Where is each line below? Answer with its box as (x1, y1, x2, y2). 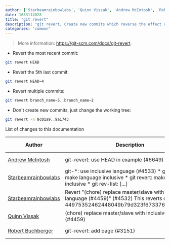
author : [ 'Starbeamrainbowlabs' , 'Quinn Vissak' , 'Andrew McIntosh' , (5, 7, 155, 13)
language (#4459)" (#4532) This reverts (65, 195, 163, 202)
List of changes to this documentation (5, 126, 84, 132)
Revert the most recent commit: (12, 50, 78, 56)
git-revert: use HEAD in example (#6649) (65, 156, 164, 163)
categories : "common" (5, 26, 51, 31)
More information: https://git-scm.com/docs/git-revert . (17, 40, 132, 46)
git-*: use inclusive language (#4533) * (65, 167, 161, 175)
